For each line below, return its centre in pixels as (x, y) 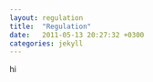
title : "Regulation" (51, 26)
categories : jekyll (46, 43)
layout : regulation (46, 18)
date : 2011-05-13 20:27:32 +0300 (77, 35)
